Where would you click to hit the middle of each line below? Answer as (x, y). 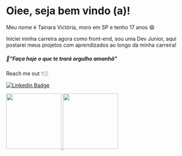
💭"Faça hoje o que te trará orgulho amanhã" (62, 58)
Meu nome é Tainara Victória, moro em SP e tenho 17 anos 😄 (80, 27)
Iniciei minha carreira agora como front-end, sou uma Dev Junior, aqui (91, 38)
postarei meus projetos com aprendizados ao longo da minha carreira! (91, 45)
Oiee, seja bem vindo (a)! (68, 11)
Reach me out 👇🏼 (27, 73)
